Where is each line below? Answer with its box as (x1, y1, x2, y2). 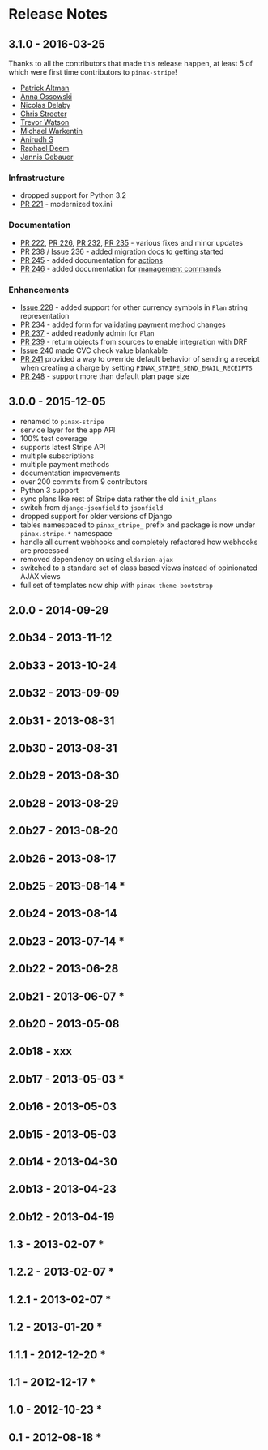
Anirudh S (19, 135, 54, 144)
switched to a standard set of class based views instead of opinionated (19, 563, 257, 573)
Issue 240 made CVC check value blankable (19, 345, 168, 355)
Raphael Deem (19, 144, 70, 152)
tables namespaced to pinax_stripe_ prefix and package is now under (19, 520, 256, 530)
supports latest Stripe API (19, 442, 106, 452)
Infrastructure (8, 172, 66, 183)
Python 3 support (19, 485, 79, 495)
